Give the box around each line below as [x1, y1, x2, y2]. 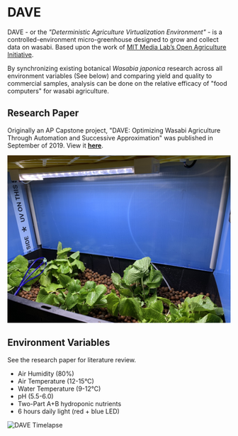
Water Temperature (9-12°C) [17, 384, 101, 393]
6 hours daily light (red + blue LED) [17, 407, 120, 415]
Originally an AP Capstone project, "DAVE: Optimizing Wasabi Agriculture [7, 125, 221, 135]
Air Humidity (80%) [17, 369, 74, 378]
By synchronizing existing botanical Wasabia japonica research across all [7, 64, 223, 72]
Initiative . [7, 50, 34, 59]
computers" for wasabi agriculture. [7, 86, 110, 95]
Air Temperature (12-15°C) [17, 376, 94, 385]
